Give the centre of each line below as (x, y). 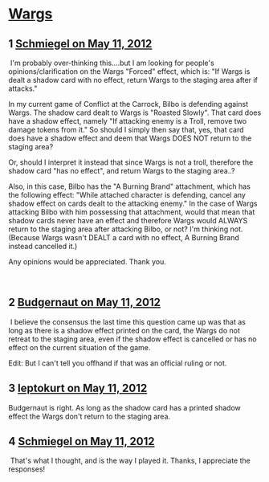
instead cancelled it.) (43, 246)
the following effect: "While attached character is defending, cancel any (127, 195)
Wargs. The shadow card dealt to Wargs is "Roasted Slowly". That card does (135, 112)
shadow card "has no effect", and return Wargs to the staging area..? (122, 171)
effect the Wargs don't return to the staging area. (90, 416)
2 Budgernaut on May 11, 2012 (84, 302)
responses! (27, 469)
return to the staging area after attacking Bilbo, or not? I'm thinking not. (126, 229)
